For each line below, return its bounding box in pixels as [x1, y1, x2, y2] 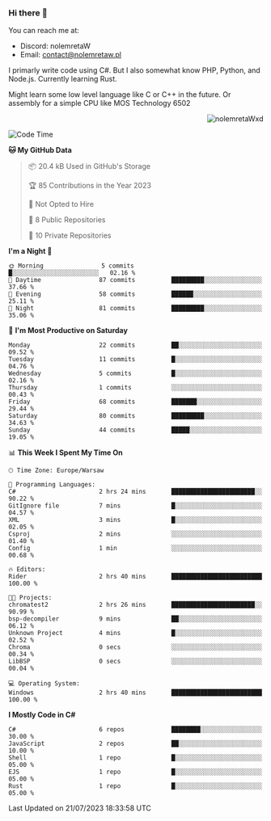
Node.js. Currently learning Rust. [8, 74, 117, 84]
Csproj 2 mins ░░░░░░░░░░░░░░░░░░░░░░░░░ [8, 530, 263, 538]
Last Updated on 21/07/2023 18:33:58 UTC [8, 803, 152, 813]
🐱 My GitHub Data [8, 145, 73, 155]
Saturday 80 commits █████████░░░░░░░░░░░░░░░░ [8, 412, 263, 420]
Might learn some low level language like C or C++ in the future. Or [8, 90, 231, 99]
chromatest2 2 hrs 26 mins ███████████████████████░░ [8, 601, 263, 609]
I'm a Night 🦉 [8, 246, 53, 256]
